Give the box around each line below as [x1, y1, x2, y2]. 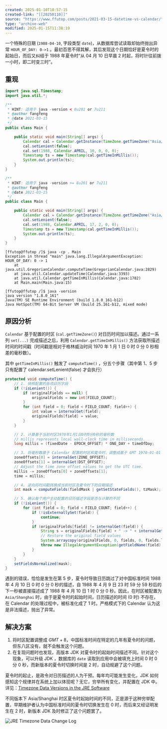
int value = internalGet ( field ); [31, 409, 101, 414]
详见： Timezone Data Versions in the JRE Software [5, 685, 110, 691]
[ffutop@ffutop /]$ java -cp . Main [5, 250, 81, 255]
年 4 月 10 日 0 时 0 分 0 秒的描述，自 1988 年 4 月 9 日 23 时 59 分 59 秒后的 [5, 582, 162, 588]
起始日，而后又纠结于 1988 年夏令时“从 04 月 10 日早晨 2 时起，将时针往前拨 [5, 53, 162, 59]
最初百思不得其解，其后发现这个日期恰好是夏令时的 [54, 46, 159, 52]
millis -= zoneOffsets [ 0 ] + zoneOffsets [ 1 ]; [14, 469, 108, 474]
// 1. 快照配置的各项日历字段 [14, 381, 69, 386]
